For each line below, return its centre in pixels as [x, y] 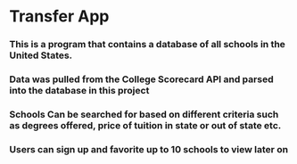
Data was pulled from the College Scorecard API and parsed [141, 79]
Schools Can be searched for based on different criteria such [144, 114]
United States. [41, 55]
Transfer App [59, 16]
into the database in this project [79, 91]
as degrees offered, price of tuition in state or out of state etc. [145, 125]
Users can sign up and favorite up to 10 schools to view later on [148, 149]
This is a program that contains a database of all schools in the [147, 45]
